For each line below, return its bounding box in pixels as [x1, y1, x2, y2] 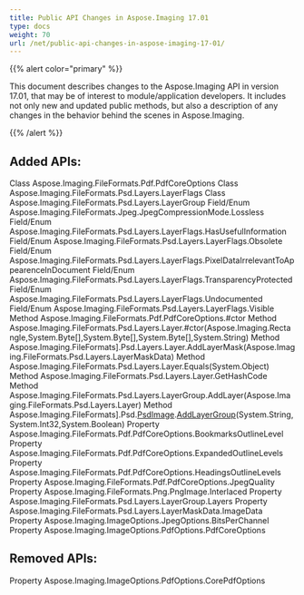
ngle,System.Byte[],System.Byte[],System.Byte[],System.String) [9, 332, 250, 343]
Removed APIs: [9, 551, 98, 567]
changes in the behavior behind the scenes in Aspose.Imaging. [9, 110, 245, 121]
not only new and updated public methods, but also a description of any [9, 101, 279, 112]
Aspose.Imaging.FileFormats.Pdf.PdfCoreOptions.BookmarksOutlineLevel [9, 428, 284, 440]
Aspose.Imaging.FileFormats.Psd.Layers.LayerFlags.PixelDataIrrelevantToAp [9, 255, 295, 266]
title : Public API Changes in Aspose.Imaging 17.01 [9, 13, 209, 23]
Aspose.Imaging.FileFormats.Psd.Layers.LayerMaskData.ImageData [9, 505, 263, 517]
